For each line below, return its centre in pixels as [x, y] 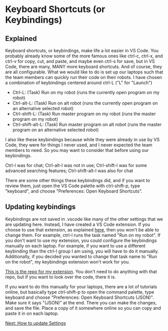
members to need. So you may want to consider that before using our [77, 150]
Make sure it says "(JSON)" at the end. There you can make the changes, [81, 302]
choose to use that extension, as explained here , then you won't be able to [82, 229]
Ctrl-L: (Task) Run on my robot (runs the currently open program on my [86, 92]
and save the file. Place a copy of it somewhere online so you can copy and [83, 308]
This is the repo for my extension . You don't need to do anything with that [81, 271]
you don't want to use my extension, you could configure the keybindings [81, 240]
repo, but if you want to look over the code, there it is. [61, 277]
